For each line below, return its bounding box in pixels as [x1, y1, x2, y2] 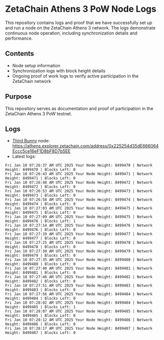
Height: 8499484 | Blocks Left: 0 [5, 296, 76, 301]
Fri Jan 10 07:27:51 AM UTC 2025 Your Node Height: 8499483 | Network [5, 283, 153, 288]
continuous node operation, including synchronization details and [5, 30, 137, 36]
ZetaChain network [12, 78, 52, 84]
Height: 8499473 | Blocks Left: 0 [5, 193, 76, 198]
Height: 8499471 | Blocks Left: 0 [5, 176, 76, 181]
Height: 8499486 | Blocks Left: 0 [5, 322, 76, 327]
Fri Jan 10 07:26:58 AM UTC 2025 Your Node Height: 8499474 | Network [5, 197, 153, 202]
